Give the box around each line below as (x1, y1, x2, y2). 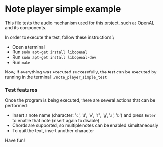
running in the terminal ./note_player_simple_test (5, 74, 107, 80)
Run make (12, 59, 30, 65)
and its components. (5, 24, 47, 30)
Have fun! (5, 137, 25, 143)
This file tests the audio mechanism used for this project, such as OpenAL (5, 20, 155, 25)
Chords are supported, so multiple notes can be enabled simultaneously (12, 122, 159, 128)
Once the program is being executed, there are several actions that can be (5, 98, 156, 103)
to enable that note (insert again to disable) (12, 118, 100, 123)
